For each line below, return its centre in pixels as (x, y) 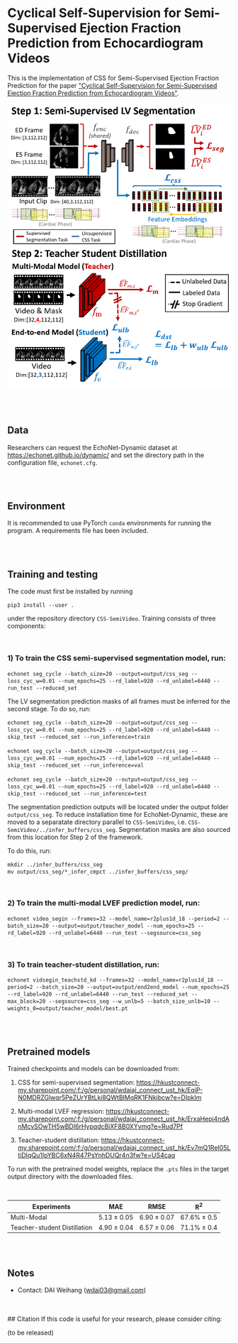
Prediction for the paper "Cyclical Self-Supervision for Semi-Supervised (112, 85)
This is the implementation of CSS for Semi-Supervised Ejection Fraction (113, 78)
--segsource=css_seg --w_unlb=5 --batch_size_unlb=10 (130, 1002)
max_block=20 (27, 1002)
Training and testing (53, 574)
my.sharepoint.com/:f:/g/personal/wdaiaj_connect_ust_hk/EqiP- (110, 1090)
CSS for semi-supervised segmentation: (76, 1082)
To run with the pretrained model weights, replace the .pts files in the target (118, 1168)
